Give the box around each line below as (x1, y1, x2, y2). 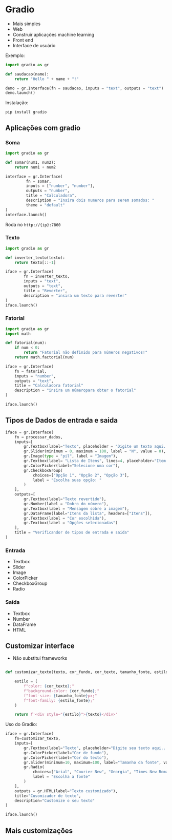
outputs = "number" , (26, 188, 70, 194)
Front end (12, 37, 33, 43)
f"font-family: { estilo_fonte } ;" (24, 698, 95, 703)
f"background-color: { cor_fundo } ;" (24, 688, 100, 694)
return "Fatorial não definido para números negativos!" (24, 350, 147, 355)
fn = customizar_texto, (14, 736, 60, 741)
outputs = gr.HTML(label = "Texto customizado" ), (14, 788, 118, 794)
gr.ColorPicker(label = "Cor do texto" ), (24, 755, 109, 760)
